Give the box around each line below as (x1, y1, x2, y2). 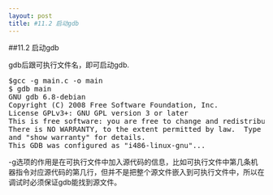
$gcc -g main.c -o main (8, 76, 103, 85)
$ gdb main (8, 84, 52, 93)
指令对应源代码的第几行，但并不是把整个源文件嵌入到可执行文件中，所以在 (15, 167, 265, 176)
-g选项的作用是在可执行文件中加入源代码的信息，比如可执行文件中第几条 (8, 157, 252, 167)
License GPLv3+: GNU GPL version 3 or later (8, 108, 189, 117)
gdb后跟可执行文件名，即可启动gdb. (8, 60, 130, 70)
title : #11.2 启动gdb (8, 19, 80, 28)
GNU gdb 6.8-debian (8, 92, 86, 101)
